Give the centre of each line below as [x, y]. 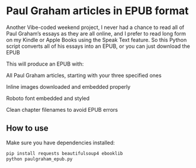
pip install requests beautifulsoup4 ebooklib [65, 153]
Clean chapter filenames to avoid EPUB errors [62, 109]
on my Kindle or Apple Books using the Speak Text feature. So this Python [97, 40]
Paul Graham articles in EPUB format [97, 11]
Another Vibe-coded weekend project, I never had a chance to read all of [95, 27]
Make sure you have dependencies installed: [61, 143]
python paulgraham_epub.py [39, 159]
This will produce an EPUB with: [45, 64]
